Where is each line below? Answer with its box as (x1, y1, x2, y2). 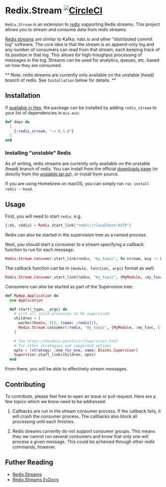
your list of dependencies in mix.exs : (5, 110, 80, 116)
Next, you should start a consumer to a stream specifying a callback (5, 242, 144, 247)
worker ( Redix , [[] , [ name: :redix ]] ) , (18, 321, 98, 325)
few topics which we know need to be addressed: (5, 399, 106, 405)
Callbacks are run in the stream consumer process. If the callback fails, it (12, 408, 161, 414)
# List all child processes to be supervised (14, 311, 110, 316)
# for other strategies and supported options (14, 343, 112, 348)
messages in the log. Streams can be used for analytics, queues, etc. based (5, 57, 160, 63)
